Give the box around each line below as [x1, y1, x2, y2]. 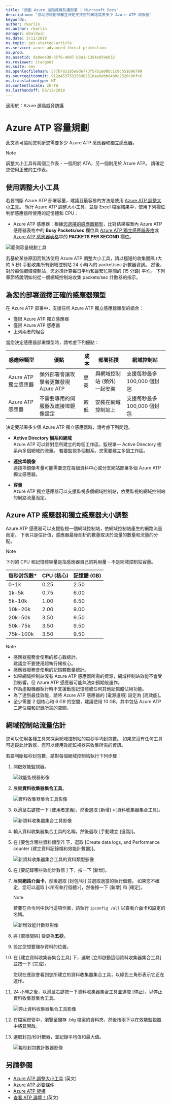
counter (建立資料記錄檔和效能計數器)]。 [13, 845, 98, 851]
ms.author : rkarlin [6, 26, 47, 31]
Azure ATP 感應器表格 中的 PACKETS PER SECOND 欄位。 [13, 234, 134, 240]
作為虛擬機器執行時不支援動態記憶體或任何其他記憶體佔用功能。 [13, 685, 147, 691]
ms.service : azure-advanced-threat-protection [6, 45, 106, 50]
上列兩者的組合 [13, 329, 45, 335]
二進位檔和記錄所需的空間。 [13, 705, 72, 711]
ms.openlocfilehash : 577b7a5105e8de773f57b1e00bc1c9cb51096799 [6, 69, 143, 74]
